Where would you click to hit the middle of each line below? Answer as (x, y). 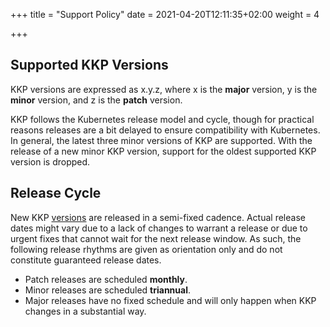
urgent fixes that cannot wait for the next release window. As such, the (156, 238)
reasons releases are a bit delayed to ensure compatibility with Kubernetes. (165, 130)
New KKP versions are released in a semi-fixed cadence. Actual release (158, 217)
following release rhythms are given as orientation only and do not (146, 249)
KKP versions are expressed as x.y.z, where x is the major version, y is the (164, 89)
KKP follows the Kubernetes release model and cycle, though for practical (162, 119)
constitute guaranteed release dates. (86, 260)
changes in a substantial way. (85, 311)
